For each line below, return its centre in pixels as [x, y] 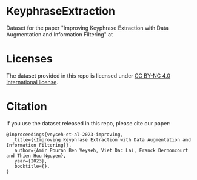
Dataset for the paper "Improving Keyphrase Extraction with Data [87, 28]
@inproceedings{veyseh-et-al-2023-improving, [65, 135]
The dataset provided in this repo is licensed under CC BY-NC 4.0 [88, 75]
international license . [32, 82]
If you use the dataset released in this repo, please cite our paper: [88, 123]
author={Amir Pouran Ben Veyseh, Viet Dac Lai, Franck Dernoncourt [101, 150]
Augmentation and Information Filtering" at [60, 34]
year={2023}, [31, 161]
